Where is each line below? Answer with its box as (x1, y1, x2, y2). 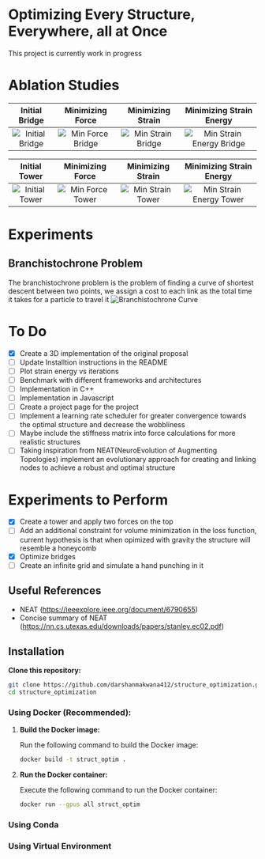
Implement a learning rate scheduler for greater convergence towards (19, 411, 247, 421)
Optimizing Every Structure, (8, 6, 196, 24)
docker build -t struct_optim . (19, 755, 126, 764)
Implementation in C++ (19, 384, 95, 394)
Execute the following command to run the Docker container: (19, 785, 218, 795)
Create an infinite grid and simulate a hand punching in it (19, 560, 203, 570)
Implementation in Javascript (19, 393, 114, 403)
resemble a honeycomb (19, 543, 97, 553)
